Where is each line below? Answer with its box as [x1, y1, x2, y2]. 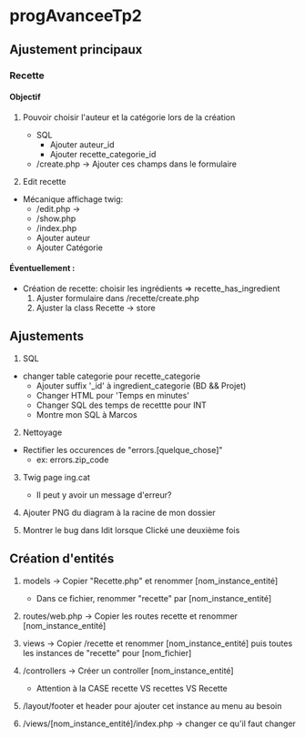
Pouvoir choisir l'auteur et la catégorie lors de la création [22, 111, 236, 123]
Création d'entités [9, 551, 115, 567]
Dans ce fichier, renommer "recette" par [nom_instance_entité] [36, 592, 272, 603]
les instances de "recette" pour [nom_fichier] [22, 647, 192, 658]
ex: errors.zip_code [36, 454, 109, 465]
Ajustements [9, 329, 85, 344]
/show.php [36, 213, 76, 224]
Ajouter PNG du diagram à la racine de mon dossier [22, 507, 216, 518]
